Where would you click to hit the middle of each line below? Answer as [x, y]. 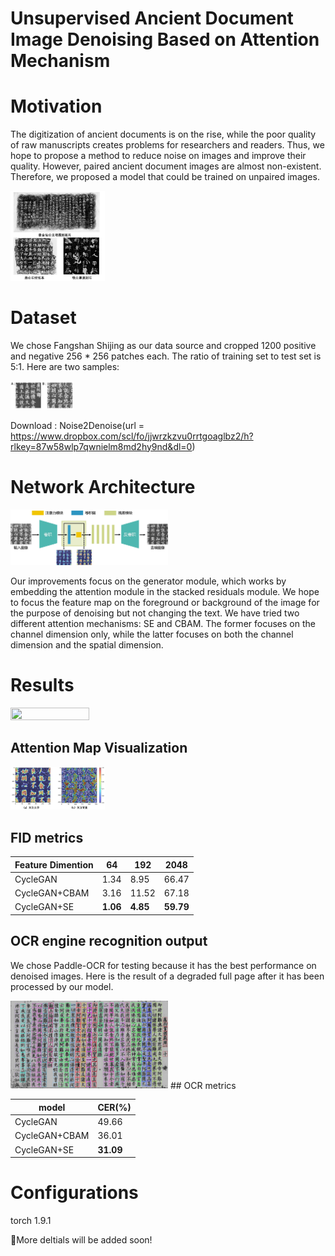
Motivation [56, 106]
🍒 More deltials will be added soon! [81, 1240]
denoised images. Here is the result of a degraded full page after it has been [167, 976]
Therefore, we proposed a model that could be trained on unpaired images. [165, 177]
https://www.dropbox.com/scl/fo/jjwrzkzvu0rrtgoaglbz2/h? [132, 436]
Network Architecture [103, 486]
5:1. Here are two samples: [65, 366]
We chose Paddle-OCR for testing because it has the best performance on [163, 965]
